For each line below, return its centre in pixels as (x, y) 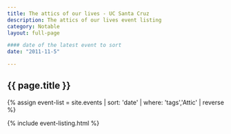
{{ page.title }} (39, 86)
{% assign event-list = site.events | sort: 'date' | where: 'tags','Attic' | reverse (115, 102)
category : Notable (33, 26)
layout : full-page (33, 33)
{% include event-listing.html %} (53, 123)
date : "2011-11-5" (33, 52)
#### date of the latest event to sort (64, 46)
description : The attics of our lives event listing (84, 20)
